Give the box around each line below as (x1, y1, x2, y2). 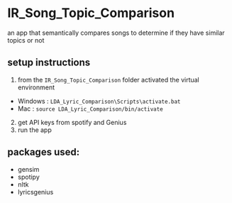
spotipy (17, 172, 40, 181)
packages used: (7, 146, 80, 158)
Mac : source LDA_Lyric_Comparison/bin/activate (17, 104, 163, 113)
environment (17, 83, 55, 92)
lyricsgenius (17, 187, 54, 196)
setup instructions (7, 57, 91, 69)
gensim (17, 165, 40, 173)
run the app (17, 126, 52, 134)
